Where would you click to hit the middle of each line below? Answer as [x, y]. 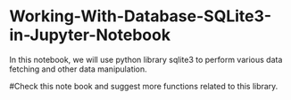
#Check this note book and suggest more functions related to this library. [144, 86]
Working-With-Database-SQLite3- [141, 16]
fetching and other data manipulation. [78, 69]
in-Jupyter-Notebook [90, 35]
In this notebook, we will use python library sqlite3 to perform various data [146, 59]
